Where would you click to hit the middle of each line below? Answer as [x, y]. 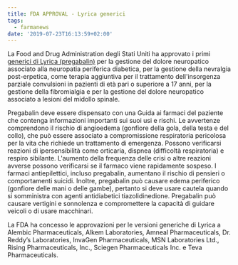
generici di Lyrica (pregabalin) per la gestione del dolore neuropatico [108, 62]
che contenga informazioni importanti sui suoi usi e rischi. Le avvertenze [114, 121]
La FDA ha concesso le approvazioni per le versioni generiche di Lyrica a [114, 225]
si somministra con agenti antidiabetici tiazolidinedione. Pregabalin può [112, 196]
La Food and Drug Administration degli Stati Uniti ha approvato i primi [109, 54]
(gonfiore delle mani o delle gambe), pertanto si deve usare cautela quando [118, 188]
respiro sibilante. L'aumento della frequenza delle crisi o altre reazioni [109, 158]
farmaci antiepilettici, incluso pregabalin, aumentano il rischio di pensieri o [117, 173]
